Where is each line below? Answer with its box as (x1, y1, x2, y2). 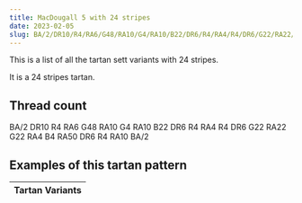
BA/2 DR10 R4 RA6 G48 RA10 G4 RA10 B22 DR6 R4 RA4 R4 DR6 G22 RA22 (9, 122, 287, 133)
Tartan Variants (13, 184, 83, 196)
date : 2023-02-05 (9, 22, 75, 31)
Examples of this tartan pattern (9, 157, 187, 172)
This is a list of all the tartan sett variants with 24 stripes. (9, 55, 218, 66)
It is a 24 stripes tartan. (9, 72, 95, 83)
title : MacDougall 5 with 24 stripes (9, 13, 151, 22)
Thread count (9, 98, 87, 113)
